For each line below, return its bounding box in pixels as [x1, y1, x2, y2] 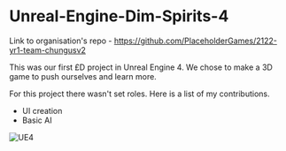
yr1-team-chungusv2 [9, 44, 87, 55]
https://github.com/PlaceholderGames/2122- [113, 35, 277, 46]
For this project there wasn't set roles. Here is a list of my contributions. [9, 88, 270, 99]
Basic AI [21, 115, 52, 125]
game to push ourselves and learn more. [9, 71, 157, 81]
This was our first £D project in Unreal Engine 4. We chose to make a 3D [9, 62, 273, 72]
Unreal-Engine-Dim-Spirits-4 [9, 6, 229, 26]
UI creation [21, 105, 63, 116]
